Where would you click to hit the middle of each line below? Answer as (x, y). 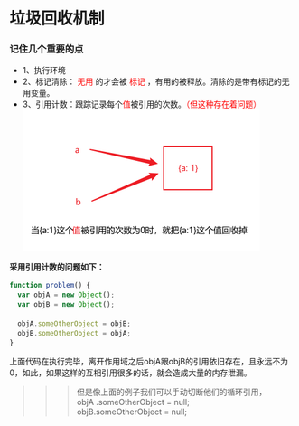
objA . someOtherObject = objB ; (74, 323)
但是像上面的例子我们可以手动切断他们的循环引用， (172, 392)
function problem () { (50, 286)
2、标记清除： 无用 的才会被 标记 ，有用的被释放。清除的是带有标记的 (152, 81)
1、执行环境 (44, 71)
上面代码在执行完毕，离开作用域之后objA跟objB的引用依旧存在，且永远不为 (149, 361)
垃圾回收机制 (57, 19)
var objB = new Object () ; (66, 305)
